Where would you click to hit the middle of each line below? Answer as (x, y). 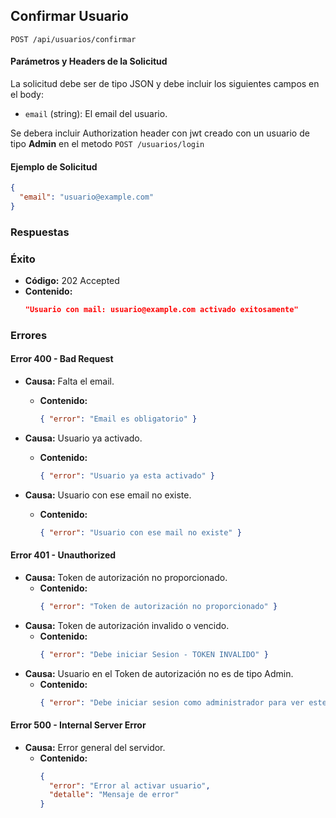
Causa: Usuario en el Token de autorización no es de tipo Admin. (159, 673)
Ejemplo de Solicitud (54, 166)
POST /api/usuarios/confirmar (73, 39)
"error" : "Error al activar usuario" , (129, 785)
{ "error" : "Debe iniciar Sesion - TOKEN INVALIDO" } (154, 654)
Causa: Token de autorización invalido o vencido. (127, 625)
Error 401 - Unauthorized (63, 555)
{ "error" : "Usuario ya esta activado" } (127, 475)
